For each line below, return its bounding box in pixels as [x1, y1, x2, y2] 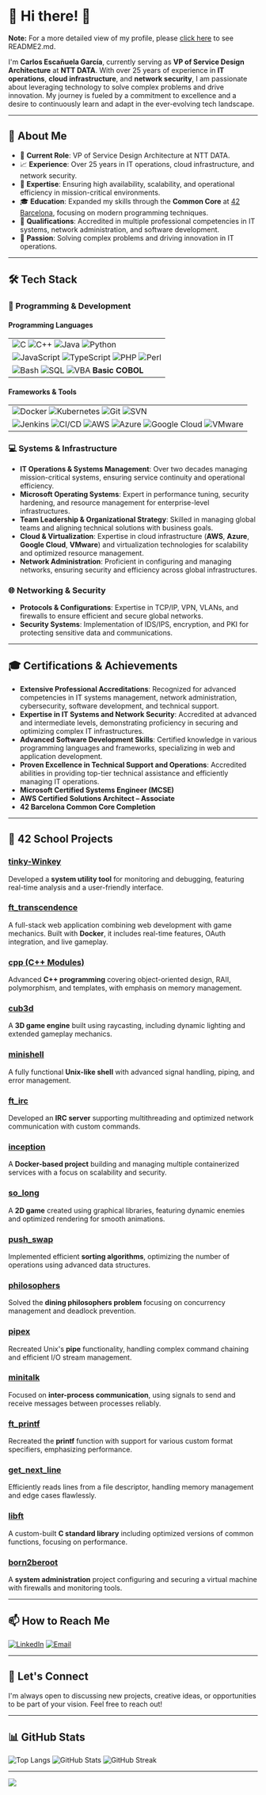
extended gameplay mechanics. [8, 1029, 112, 1039]
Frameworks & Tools [8, 387, 77, 397]
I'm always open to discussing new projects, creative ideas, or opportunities [8, 1691, 256, 1700]
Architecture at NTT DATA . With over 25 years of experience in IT [8, 65, 225, 74]
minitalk [8, 1372, 40, 1383]
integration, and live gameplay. [8, 937, 108, 947]
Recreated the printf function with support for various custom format [8, 1436, 234, 1446]
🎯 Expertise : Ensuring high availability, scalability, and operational [19, 179, 235, 188]
